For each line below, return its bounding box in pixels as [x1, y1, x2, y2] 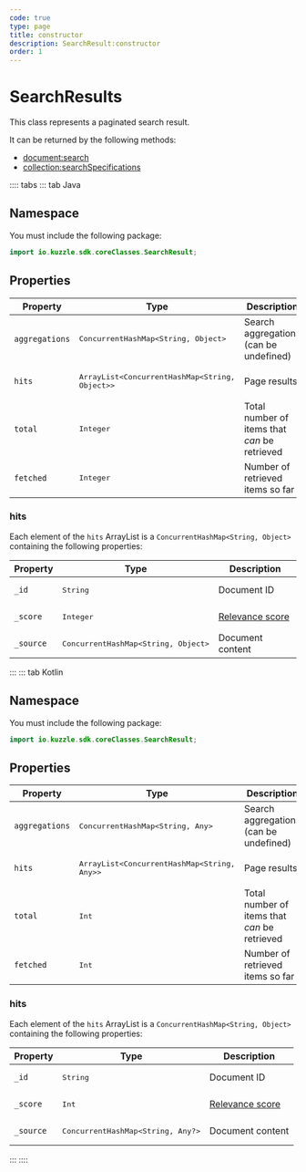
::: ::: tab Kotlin [9, 667, 64, 678]
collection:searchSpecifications [22, 161, 141, 173]
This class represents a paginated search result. [9, 117, 190, 128]
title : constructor [9, 30, 84, 39]
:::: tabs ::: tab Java [9, 180, 81, 191]
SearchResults [9, 87, 123, 108]
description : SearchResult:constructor [9, 38, 161, 48]
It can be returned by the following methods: [9, 134, 177, 146]
